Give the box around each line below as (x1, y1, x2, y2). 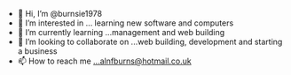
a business (17, 46, 58, 56)
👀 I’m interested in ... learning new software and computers (17, 18, 234, 28)
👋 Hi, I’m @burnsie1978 (17, 9, 103, 19)
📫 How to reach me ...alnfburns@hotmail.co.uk (17, 56, 193, 66)
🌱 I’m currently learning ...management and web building (17, 27, 225, 37)
